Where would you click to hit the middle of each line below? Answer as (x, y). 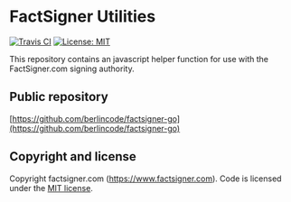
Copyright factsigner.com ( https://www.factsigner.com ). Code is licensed (145, 179)
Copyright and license (73, 156)
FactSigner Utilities (83, 17)
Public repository (59, 97)
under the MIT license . (51, 188)
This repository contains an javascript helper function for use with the (139, 59)
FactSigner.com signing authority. (72, 69)
